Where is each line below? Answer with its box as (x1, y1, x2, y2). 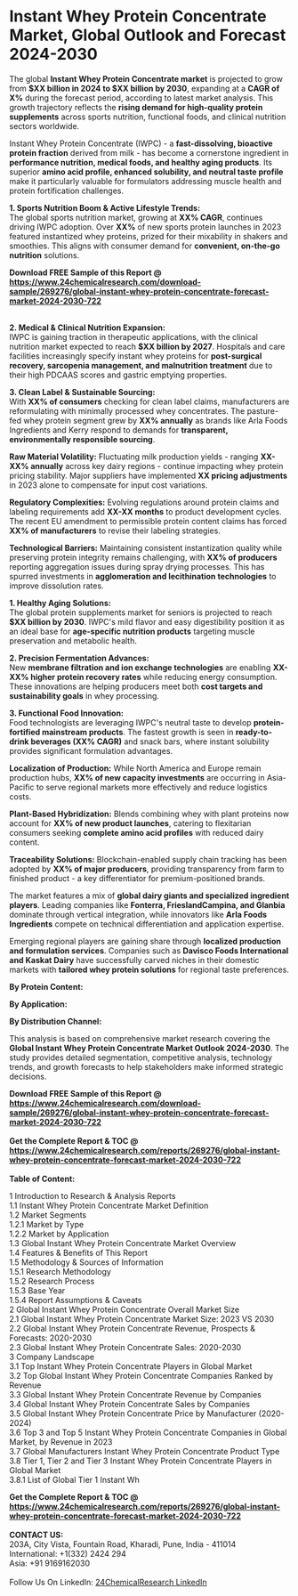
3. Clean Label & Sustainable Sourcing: (9, 386, 156, 397)
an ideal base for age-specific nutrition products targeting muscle (9, 626, 255, 636)
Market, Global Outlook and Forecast (9, 25, 286, 45)
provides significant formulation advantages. (9, 745, 173, 756)
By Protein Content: (9, 981, 84, 992)
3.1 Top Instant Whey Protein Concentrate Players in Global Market (9, 1360, 253, 1372)
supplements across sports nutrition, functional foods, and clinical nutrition (9, 111, 286, 122)
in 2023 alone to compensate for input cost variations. (9, 479, 208, 490)
